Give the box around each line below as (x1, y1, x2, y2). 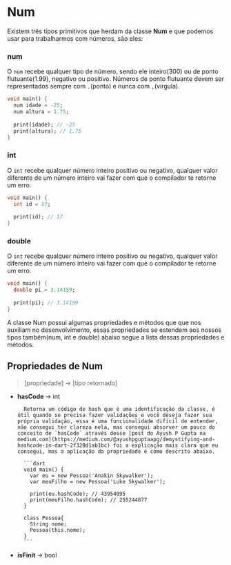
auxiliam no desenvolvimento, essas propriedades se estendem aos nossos (7, 326, 222, 334)
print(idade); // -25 (13, 121, 76, 128)
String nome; (30, 520, 68, 528)
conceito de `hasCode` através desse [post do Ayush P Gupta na (17, 429, 206, 436)
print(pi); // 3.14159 (13, 299, 79, 306)
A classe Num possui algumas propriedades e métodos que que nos (7, 318, 201, 326)
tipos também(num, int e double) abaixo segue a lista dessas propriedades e (7, 333, 225, 341)
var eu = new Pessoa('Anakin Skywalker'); (30, 472, 154, 479)
